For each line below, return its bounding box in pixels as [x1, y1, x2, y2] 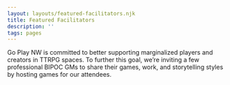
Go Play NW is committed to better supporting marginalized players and [7, 48, 213, 57]
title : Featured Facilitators [7, 17, 95, 23]
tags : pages [7, 29, 42, 37]
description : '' [7, 23, 54, 30]
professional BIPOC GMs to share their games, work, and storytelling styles [7, 63, 224, 71]
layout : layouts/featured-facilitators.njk [7, 10, 136, 17]
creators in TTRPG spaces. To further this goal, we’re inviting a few [7, 56, 200, 64]
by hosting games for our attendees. [7, 70, 112, 79]
